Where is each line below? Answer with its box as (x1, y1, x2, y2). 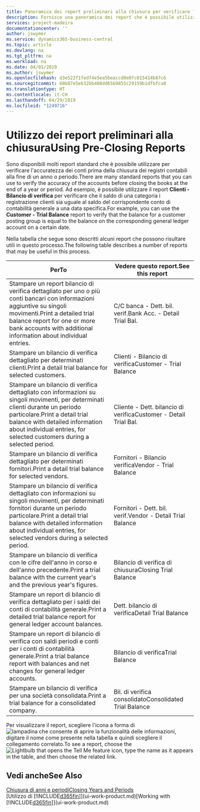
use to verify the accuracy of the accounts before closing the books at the (6, 180, 189, 187)
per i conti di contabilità (9, 645, 75, 653)
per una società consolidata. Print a (9, 691, 107, 700)
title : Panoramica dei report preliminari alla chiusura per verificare (6, 8, 190, 15)
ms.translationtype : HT (6, 86, 65, 92)
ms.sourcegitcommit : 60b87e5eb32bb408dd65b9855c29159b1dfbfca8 (6, 81, 167, 87)
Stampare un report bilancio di (9, 280, 94, 288)
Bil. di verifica (113, 688, 152, 696)
